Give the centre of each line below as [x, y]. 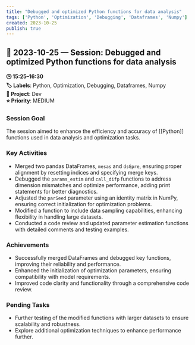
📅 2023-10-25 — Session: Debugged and [84, 52]
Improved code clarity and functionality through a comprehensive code [102, 283]
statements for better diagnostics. [56, 191]
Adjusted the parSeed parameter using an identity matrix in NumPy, [96, 198]
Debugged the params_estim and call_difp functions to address [93, 179]
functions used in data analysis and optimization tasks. [73, 138]
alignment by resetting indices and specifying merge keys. [86, 172]
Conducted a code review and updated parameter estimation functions [101, 223]
